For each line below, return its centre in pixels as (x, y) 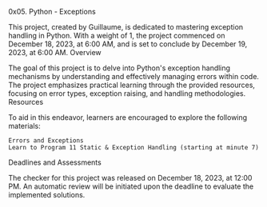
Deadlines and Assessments (55, 162)
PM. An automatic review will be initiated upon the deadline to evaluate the (131, 186)
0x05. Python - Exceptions (52, 12)
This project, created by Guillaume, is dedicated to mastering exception (126, 27)
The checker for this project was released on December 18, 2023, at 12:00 (130, 178)
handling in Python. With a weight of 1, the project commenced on (117, 36)
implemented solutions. (47, 195)
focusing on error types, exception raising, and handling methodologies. (127, 94)
